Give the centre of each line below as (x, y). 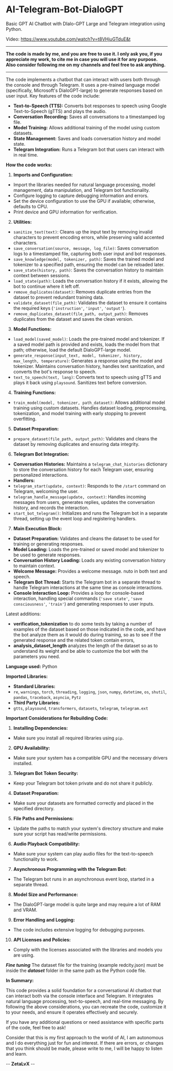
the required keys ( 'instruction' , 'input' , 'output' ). (70, 308)
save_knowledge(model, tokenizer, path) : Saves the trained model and (88, 259)
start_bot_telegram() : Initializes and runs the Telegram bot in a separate (90, 513)
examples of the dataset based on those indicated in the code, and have (90, 629)
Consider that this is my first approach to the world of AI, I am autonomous (85, 1037)
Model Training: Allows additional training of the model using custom (86, 127)
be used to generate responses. (47, 555)
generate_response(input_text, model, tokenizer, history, (78, 356)
